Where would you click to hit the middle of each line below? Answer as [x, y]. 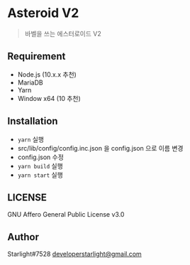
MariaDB [30, 82]
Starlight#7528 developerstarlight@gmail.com [74, 254]
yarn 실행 [31, 139]
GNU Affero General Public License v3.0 [66, 215]
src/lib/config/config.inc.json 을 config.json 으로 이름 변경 [100, 148]
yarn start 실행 [40, 175]
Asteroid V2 [43, 13]
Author [23, 237]
